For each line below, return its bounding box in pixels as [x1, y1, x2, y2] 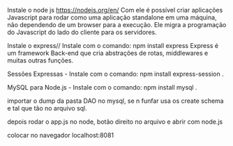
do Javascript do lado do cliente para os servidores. [7, 28, 157, 36]
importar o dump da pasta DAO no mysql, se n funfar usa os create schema [7, 97, 225, 105]
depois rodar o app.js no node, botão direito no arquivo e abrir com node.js [7, 117, 223, 126]
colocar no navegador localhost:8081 [7, 131, 114, 139]
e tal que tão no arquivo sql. [7, 104, 87, 112]
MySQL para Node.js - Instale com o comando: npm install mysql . [7, 83, 197, 91]
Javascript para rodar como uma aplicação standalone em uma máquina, [7, 13, 218, 22]
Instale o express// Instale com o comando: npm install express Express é [7, 42, 218, 49]
